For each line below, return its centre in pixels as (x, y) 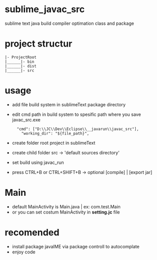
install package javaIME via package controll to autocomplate (76, 246)
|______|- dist (21, 66)
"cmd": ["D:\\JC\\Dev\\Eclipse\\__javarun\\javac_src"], (78, 129)
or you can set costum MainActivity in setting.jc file (66, 212)
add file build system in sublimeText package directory (69, 104)
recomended (32, 232)
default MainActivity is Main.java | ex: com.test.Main (66, 206)
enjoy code (24, 252)
